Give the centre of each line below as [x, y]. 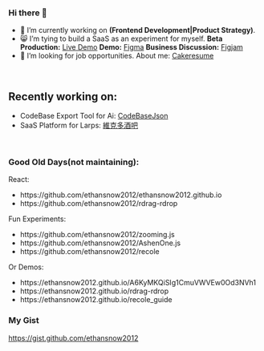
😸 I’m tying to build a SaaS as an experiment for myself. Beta [121, 38]
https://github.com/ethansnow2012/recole [89, 252]
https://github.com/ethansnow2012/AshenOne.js [100, 243]
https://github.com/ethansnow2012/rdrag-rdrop [99, 204]
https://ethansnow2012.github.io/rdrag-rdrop [94, 291]
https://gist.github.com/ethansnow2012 [73, 338]
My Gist [24, 321]
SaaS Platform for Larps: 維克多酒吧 [79, 125]
